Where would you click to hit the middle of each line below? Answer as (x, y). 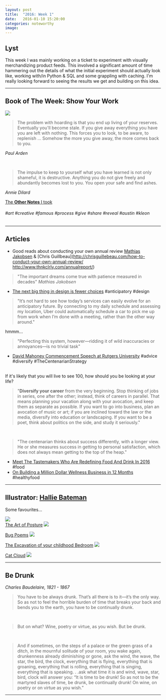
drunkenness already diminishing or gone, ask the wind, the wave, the (88, 656)
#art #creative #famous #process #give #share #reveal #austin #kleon (77, 213)
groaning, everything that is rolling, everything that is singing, (80, 667)
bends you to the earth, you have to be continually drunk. (76, 607)
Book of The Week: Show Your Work (62, 101)
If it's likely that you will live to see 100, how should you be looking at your (80, 376)
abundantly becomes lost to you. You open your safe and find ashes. (87, 183)
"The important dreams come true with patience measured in (79, 276)
